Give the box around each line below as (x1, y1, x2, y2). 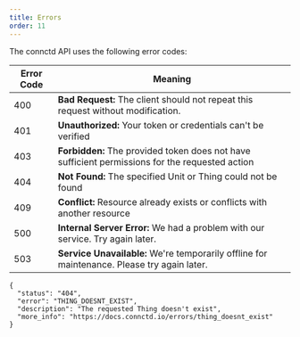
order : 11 (9, 21, 46, 30)
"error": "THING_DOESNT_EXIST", (17, 296, 138, 306)
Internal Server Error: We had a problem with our (57, 221, 265, 234)
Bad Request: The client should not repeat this (57, 93, 254, 105)
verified (57, 130, 91, 143)
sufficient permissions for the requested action (57, 155, 254, 168)
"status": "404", (17, 289, 82, 298)
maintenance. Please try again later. (57, 258, 208, 270)
